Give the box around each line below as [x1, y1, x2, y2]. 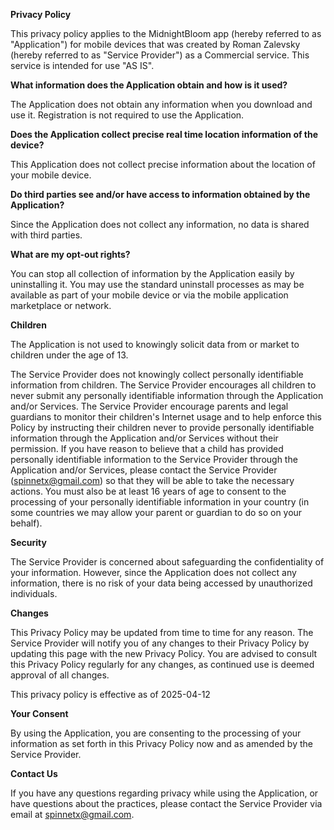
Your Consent [10, 708, 69, 719]
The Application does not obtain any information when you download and [10, 99, 313, 110]
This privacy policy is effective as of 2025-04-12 [10, 689, 211, 700]
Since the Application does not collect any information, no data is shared [10, 219, 310, 230]
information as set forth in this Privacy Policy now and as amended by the [10, 738, 313, 749]
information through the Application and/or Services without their [10, 432, 279, 444]
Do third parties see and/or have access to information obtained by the [10, 189, 311, 200]
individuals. [10, 588, 58, 599]
